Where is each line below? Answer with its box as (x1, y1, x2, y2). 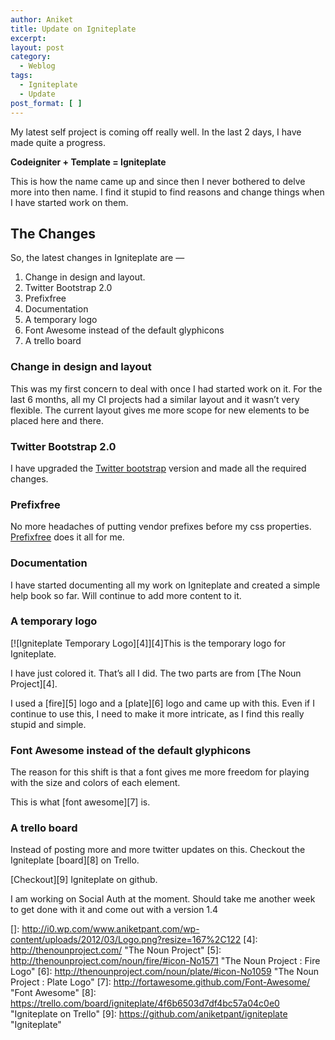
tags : (10, 71, 33, 81)
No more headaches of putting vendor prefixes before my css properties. (10, 521, 312, 533)
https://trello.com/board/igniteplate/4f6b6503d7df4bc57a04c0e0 (10, 997, 280, 1010)
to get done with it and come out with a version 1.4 (10, 904, 219, 916)
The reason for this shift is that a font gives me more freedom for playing (10, 766, 310, 778)
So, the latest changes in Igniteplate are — (10, 252, 185, 264)
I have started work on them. (10, 196, 129, 208)
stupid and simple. (10, 718, 87, 730)
